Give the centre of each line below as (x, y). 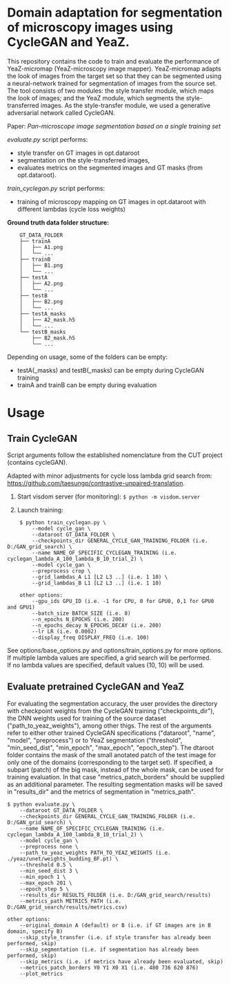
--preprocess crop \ (61, 571)
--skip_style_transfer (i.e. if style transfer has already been (115, 937)
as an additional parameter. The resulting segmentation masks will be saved (115, 784)
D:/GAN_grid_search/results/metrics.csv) (68, 907)
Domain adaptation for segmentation (115, 13)
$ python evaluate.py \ (41, 804)
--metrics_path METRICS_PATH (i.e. (71, 901)
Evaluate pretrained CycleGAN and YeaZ (96, 687)
